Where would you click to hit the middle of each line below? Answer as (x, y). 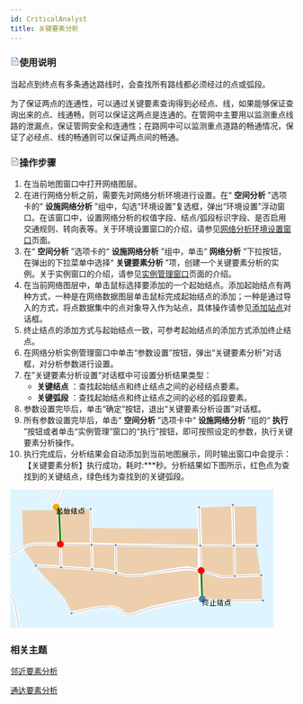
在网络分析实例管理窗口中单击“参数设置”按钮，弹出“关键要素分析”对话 (152, 353)
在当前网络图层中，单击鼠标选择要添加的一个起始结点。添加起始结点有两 (157, 285)
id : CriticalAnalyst (49, 19)
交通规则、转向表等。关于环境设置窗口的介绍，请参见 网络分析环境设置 (153, 229)
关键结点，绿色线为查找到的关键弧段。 (118, 476)
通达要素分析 (34, 690)
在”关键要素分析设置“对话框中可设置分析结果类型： (117, 375)
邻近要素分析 (34, 672)
